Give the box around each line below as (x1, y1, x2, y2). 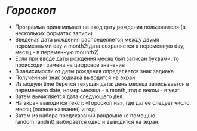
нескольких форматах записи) (14, 29, 93, 36)
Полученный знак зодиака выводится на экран (14, 74, 136, 81)
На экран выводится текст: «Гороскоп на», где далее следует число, (14, 99, 192, 106)
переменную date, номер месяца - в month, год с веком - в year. (14, 86, 181, 93)
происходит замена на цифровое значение (14, 61, 125, 68)
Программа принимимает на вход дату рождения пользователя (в (14, 23, 186, 30)
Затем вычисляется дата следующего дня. (14, 93, 124, 100)
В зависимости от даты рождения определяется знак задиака (14, 67, 174, 74)
